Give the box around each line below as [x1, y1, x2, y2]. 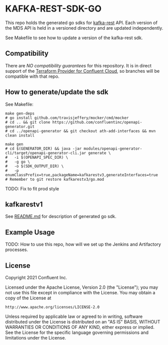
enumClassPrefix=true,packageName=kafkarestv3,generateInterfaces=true [5, 172, 158, 177]
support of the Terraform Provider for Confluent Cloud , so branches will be [5, 68, 160, 74]
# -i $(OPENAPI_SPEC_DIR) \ [5, 155, 69, 160]
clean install [5, 133, 35, 138]
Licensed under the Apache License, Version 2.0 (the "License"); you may [5, 284, 158, 290]
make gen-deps [5, 111, 35, 116]
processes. [5, 247, 29, 253]
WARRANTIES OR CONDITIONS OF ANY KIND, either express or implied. [5, 324, 154, 330]
